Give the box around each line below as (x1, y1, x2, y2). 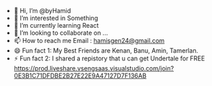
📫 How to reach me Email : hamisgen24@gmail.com (13, 37, 165, 44)
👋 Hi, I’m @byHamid (13, 7, 72, 15)
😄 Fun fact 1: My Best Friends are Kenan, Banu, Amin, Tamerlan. (13, 46, 199, 55)
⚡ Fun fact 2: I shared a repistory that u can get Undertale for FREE (13, 54, 205, 62)
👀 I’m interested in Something (13, 14, 99, 22)
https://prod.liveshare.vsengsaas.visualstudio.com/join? (13, 64, 174, 72)
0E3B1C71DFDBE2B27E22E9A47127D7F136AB (13, 71, 147, 80)
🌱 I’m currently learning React (13, 21, 99, 29)
